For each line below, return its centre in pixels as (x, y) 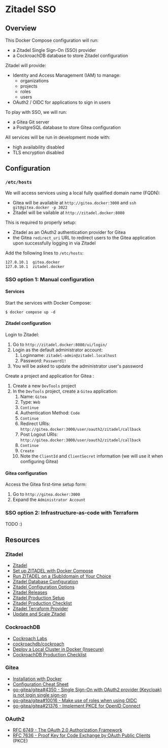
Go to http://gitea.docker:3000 (46, 494)
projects (29, 86)
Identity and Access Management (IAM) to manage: (66, 75)
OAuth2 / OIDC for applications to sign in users (61, 102)
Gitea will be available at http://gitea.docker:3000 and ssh (74, 202)
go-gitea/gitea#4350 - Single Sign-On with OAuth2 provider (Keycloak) (87, 690)
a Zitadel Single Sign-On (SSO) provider (54, 50)
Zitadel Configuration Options (43, 587)
